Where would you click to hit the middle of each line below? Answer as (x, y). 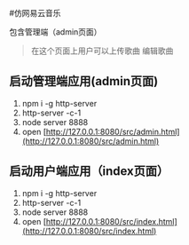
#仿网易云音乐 (35, 13)
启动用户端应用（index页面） (89, 171)
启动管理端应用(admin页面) (84, 81)
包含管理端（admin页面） (55, 32)
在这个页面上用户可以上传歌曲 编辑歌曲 (102, 51)
